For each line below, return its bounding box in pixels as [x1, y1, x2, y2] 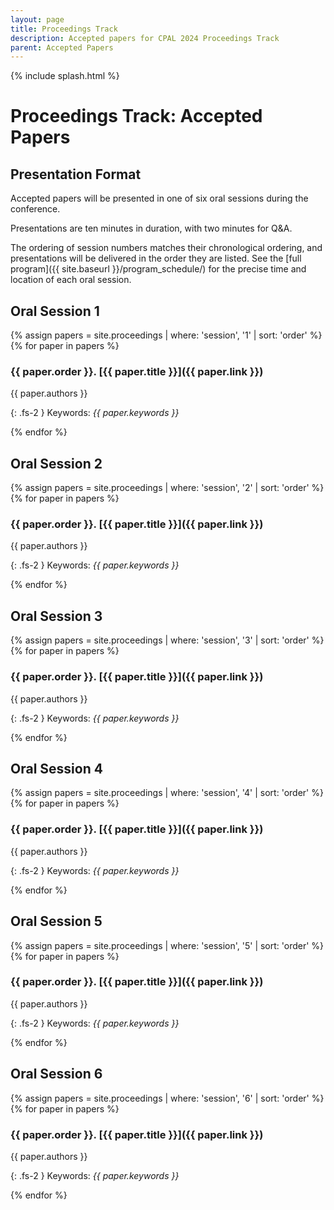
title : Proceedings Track [10, 24, 118, 34]
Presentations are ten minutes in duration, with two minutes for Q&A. [10, 222, 293, 235]
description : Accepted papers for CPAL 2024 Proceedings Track [10, 33, 280, 43]
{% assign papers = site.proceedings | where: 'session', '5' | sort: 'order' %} [10, 939, 325, 951]
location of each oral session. [10, 274, 132, 286]
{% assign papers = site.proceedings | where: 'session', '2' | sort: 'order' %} [10, 482, 325, 494]
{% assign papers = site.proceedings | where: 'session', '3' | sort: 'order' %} [10, 634, 325, 646]
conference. [10, 203, 61, 215]
